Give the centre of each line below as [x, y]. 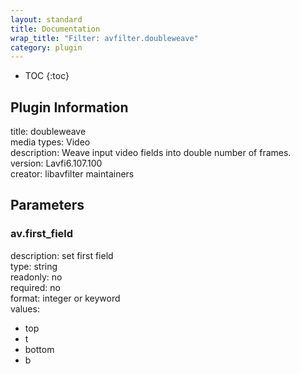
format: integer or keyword [65, 298]
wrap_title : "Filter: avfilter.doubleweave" [104, 38]
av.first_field [42, 234]
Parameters [47, 205]
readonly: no [36, 277]
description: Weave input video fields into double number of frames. [151, 153]
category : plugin [46, 47]
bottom [39, 349]
